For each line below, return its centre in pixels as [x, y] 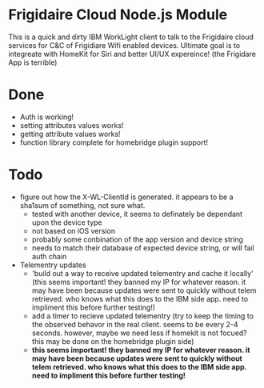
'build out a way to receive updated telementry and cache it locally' [142, 273]
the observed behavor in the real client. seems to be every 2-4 [135, 324]
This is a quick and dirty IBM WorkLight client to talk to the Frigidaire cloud [131, 37]
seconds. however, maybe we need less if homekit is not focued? [140, 333]
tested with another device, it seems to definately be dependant [137, 214]
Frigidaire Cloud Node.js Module [118, 15]
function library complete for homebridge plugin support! [114, 142]
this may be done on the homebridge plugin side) [113, 341]
